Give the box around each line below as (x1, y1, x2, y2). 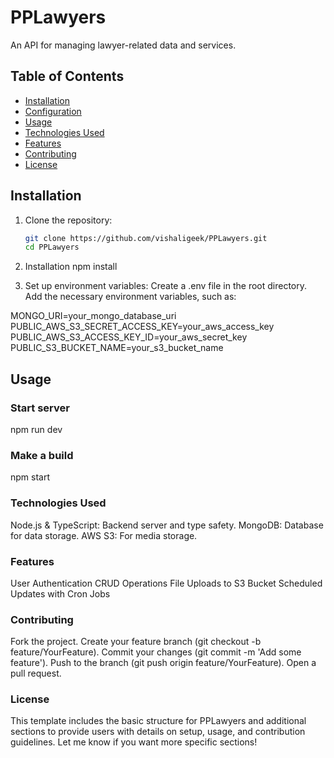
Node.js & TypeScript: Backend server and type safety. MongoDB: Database (10, 519, 324, 531)
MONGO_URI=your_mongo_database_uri (10, 310, 177, 322)
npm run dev (10, 424, 63, 435)
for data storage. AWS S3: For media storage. (10, 529, 198, 541)
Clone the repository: (24, 214, 113, 226)
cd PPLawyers (24, 242, 80, 253)
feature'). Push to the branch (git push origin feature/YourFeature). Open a (10, 657, 317, 669)
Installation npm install (24, 261, 118, 273)
